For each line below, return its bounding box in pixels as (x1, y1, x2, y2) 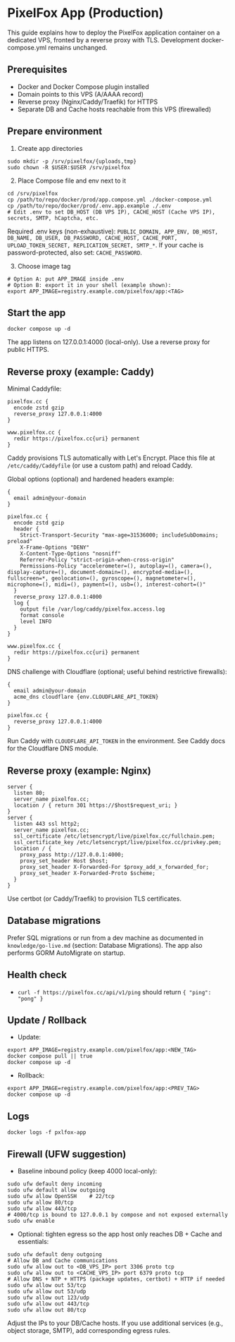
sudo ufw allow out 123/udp (7, 1294, 90, 1302)
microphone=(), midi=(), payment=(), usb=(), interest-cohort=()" (7, 581, 206, 588)
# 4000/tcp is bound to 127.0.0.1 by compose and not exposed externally (7, 1212, 229, 1219)
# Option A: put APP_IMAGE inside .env (7, 275, 125, 283)
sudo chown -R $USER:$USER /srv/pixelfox (7, 164, 131, 171)
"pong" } (17, 995, 44, 1002)
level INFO (20, 618, 52, 626)
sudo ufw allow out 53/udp (7, 1288, 87, 1295)
